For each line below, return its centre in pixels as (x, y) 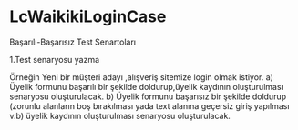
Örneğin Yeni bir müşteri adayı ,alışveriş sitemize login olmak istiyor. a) (141, 77)
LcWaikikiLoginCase (88, 17)
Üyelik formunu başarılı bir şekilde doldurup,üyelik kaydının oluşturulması (147, 86)
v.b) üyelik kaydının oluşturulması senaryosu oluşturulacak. (120, 115)
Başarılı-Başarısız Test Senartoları (73, 42)
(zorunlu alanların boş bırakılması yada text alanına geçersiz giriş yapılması (149, 105)
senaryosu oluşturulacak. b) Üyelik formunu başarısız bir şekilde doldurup (148, 96)
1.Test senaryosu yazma (55, 59)
